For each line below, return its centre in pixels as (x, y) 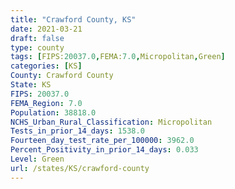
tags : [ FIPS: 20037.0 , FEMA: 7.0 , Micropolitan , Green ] (118, 57)
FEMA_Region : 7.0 (46, 103)
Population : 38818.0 (53, 112)
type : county (37, 47)
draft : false (37, 38)
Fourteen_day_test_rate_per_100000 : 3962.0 (102, 141)
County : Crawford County (62, 76)
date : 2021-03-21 (46, 29)
